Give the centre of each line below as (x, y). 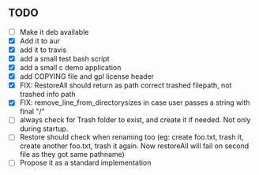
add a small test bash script (64, 59)
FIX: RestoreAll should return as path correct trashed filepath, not (126, 85)
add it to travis (43, 50)
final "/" (32, 112)
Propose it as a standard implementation (85, 163)
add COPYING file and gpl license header (87, 76)
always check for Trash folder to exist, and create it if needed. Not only (135, 120)
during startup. (44, 128)
